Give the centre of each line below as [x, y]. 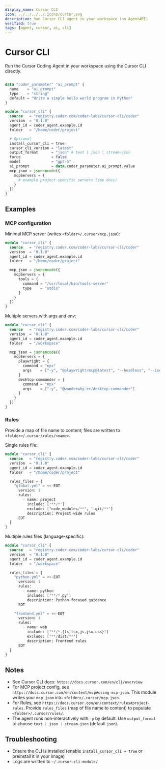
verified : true [21, 23]
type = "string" [29, 93]
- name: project [39, 500]
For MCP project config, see [41, 687]
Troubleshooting [31, 739]
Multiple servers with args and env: [41, 316]
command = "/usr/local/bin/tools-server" [66, 283]
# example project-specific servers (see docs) [68, 180]
